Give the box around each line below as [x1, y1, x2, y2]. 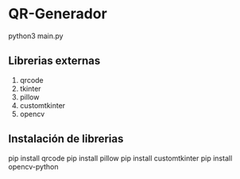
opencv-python [8, 161, 59, 171]
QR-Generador [8, 5, 107, 23]
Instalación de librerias [8, 132, 124, 146]
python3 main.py [8, 31, 64, 41]
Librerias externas [8, 54, 101, 68]
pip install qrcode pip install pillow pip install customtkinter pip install [8, 153, 233, 163]
